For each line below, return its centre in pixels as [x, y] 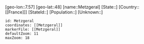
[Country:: [129, 7]
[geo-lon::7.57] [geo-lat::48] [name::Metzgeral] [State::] [61, 7]
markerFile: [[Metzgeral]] [33, 29]
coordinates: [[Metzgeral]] [34, 25]
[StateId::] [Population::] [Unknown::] [65, 12]
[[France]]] [16, 12]
